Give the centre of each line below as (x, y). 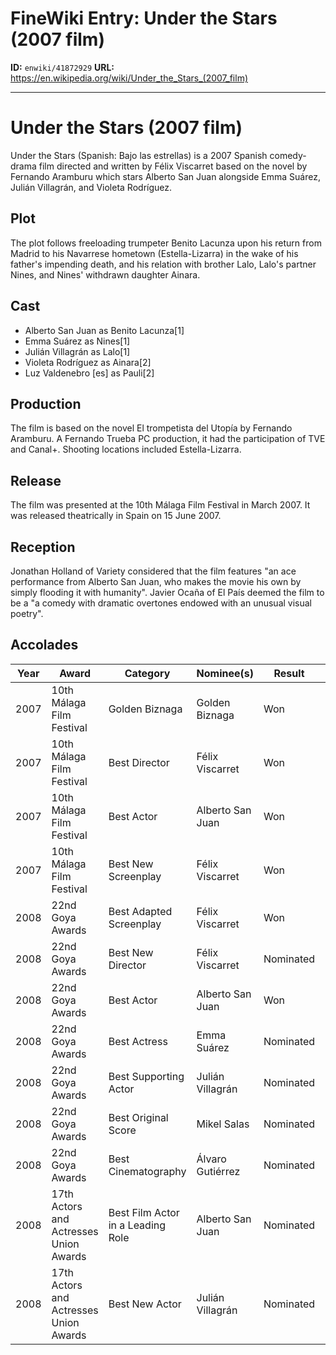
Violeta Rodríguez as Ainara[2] (88, 362)
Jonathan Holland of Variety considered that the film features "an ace (153, 571)
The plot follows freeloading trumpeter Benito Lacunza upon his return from (166, 243)
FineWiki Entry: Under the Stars (144, 18)
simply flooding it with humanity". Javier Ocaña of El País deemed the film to (167, 592)
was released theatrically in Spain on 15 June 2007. (116, 516)
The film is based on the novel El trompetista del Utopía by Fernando (151, 428)
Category (147, 673)
